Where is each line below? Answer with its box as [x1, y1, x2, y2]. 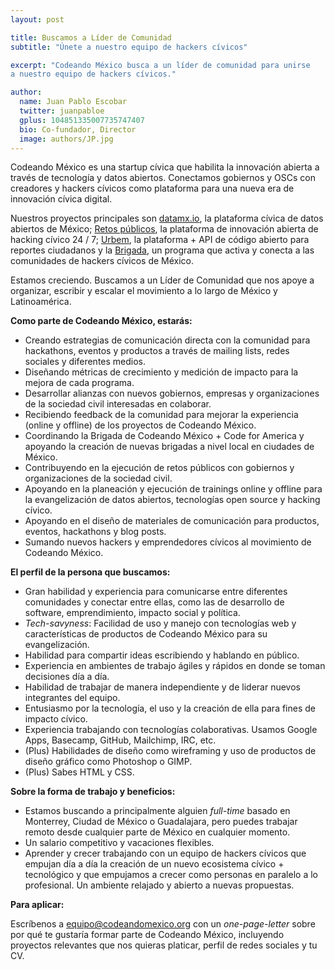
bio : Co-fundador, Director [19, 124, 137, 135]
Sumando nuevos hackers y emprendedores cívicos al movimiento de [24, 536, 312, 548]
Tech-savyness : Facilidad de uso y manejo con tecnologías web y [24, 617, 297, 630]
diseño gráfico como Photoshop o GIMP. [24, 756, 193, 768]
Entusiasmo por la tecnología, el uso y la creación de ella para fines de [24, 702, 316, 715]
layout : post [10, 14, 65, 25]
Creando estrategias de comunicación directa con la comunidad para [24, 334, 311, 346]
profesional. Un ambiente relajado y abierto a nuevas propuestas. [24, 879, 295, 891]
